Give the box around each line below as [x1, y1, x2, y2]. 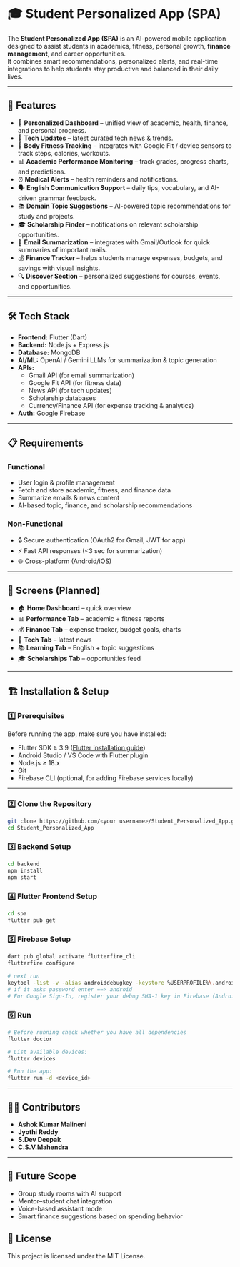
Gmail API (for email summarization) [28, 371, 134, 379]
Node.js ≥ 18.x [17, 759, 61, 767]
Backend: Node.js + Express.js [17, 340, 109, 349]
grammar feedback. [38, 194, 96, 202]
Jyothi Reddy [17, 1127, 59, 1136]
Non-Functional [7, 519, 63, 529]
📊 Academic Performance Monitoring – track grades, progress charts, [17, 156, 229, 165]
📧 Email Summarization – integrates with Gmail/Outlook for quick [17, 237, 211, 247]
